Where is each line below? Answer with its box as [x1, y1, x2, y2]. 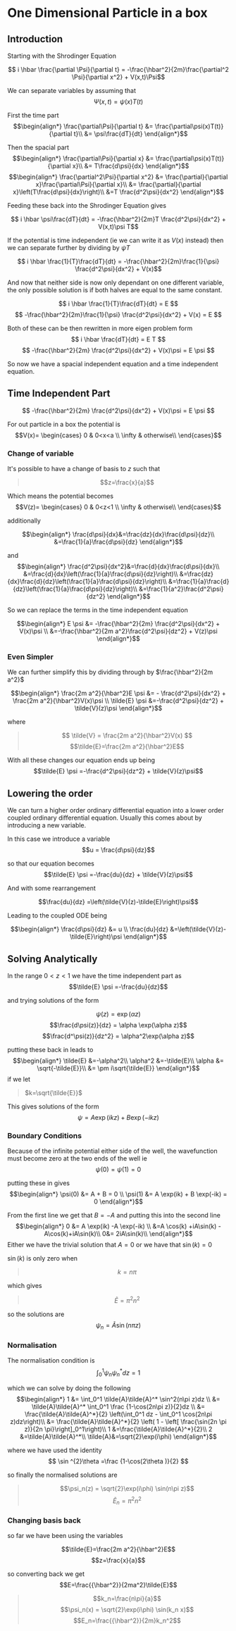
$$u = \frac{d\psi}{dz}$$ [82, 846, 155, 854]
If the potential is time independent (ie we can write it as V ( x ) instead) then [7, 236, 224, 244]
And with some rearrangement [7, 884, 97, 892]
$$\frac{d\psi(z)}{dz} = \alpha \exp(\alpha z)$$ [49, 1021, 188, 1030]
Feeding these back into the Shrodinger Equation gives [7, 201, 167, 209]
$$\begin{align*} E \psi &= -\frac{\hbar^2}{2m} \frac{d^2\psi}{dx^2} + [16, 620, 221, 628]
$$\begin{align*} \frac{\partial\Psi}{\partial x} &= [12, 154, 154, 163]
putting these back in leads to [7, 1046, 94, 1054]
